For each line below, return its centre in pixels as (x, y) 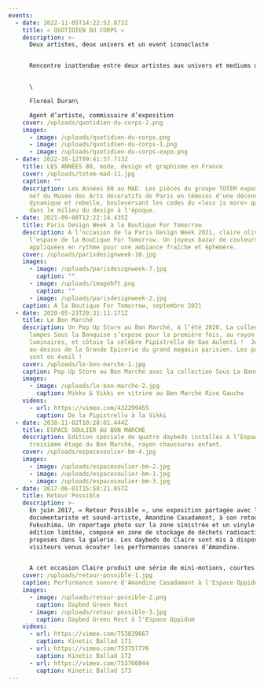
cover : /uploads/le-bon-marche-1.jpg (84, 364)
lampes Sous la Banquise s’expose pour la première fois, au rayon (142, 335)
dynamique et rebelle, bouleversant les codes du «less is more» (138, 203)
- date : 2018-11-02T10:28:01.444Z (71, 423)
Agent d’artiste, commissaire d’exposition (101, 115)
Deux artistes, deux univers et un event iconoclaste (119, 45)
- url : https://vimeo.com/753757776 (89, 648)
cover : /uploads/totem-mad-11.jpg (79, 174)
